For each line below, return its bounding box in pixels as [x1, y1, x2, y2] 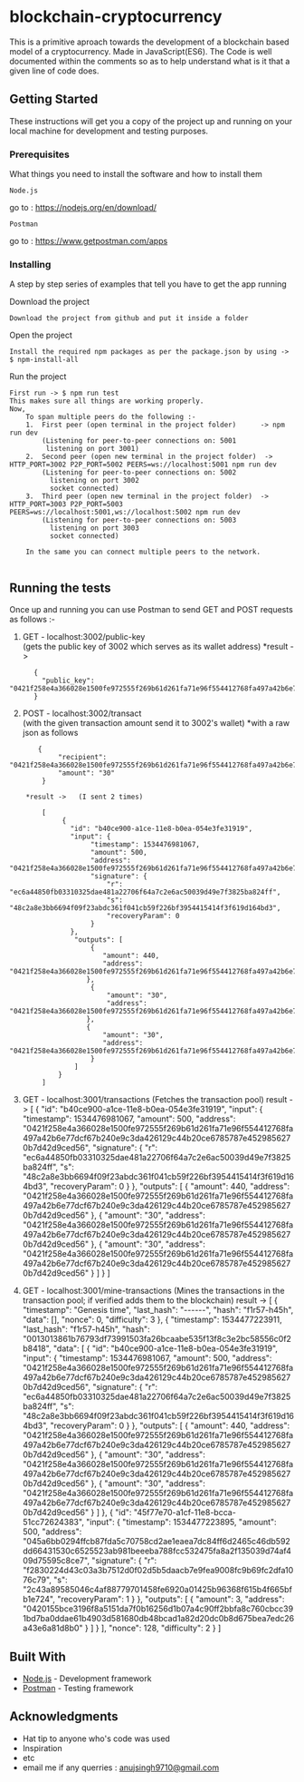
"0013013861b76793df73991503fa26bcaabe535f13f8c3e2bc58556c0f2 [22, 1334, 292, 1345]
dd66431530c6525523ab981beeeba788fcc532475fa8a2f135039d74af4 [22, 1545, 291, 1557]
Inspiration [22, 1742, 62, 1753]
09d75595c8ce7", [22, 1555, 90, 1566]
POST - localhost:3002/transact [22, 708, 142, 719]
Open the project [9, 329, 72, 341]
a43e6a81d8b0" [22, 1622, 83, 1634]
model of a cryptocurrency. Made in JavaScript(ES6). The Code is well [9, 45, 272, 56]
